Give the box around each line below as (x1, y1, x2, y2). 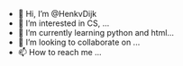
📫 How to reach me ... (17, 47, 102, 57)
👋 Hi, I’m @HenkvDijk (17, 9, 97, 19)
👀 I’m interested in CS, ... (17, 18, 110, 29)
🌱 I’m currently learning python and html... (17, 28, 174, 37)
